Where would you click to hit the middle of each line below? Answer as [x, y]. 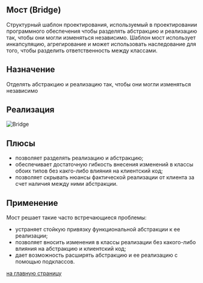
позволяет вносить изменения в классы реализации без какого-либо [105, 242]
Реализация [30, 110]
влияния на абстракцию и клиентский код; [71, 249]
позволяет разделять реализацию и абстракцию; [79, 158]
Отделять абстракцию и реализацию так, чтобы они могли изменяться [99, 84]
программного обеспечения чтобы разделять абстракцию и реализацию [102, 31]
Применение [32, 203]
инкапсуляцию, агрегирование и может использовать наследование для [101, 44]
